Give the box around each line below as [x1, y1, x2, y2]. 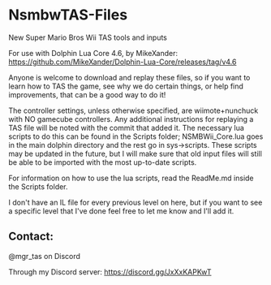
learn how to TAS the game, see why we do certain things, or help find [8, 81, 243, 91]
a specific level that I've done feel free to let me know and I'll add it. [8, 205, 234, 216]
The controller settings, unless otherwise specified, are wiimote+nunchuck [8, 106, 259, 115]
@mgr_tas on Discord [8, 251, 81, 261]
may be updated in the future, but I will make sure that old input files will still [8, 149, 262, 158]
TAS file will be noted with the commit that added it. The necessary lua [8, 123, 245, 132]
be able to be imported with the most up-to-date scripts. [8, 157, 197, 167]
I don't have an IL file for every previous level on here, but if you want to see [8, 197, 263, 207]
